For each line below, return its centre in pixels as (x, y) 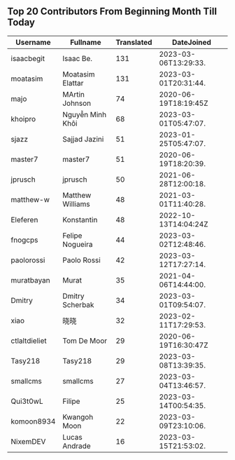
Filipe (71, 401)
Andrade (77, 446)
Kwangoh (78, 417)
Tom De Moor (85, 341)
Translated (134, 42)
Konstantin (80, 219)
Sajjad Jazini (83, 139)
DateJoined (192, 42)
